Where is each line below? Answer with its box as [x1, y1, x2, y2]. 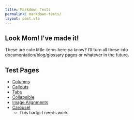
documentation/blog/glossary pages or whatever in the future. [5, 52, 129, 58]
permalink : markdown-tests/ [5, 12, 62, 16]
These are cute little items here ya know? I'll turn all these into [5, 47, 128, 53]
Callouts [12, 84, 29, 90]
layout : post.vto [5, 16, 40, 21]
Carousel [12, 105, 30, 110]
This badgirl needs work [19, 110, 68, 115]
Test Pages [5, 66, 40, 74]
